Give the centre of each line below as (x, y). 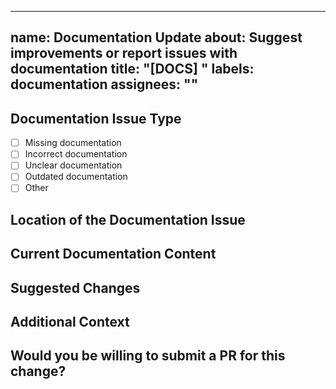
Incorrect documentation (76, 154)
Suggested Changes (75, 287)
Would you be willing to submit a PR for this (148, 356)
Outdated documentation (76, 177)
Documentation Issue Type (96, 118)
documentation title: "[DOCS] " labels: (132, 69)
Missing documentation (73, 143)
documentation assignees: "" (104, 84)
